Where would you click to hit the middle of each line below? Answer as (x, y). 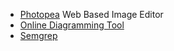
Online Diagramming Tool (72, 25)
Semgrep (38, 35)
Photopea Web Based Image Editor (91, 14)
